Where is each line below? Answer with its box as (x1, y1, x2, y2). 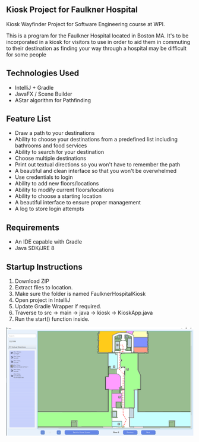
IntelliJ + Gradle (14, 84, 54, 91)
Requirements (6, 222, 59, 232)
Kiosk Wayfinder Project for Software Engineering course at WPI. (6, 20, 165, 27)
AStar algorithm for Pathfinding (14, 96, 91, 103)
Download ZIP (14, 277, 49, 285)
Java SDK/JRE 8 (14, 245, 55, 252)
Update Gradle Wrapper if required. (14, 303, 102, 310)
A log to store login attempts (14, 205, 84, 213)
